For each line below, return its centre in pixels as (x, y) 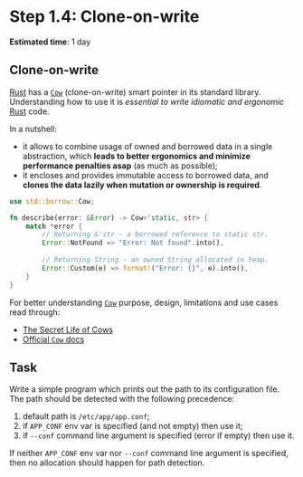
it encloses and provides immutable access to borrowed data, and (145, 175)
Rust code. (29, 111)
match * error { (54, 226)
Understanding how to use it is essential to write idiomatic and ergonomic (147, 101)
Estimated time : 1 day (50, 42)
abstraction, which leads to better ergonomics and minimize (137, 156)
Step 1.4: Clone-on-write (104, 17)
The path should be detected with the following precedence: (122, 399)
